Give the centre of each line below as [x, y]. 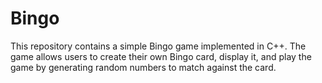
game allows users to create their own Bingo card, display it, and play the [161, 56]
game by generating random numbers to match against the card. [143, 67]
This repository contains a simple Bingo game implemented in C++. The [158, 46]
